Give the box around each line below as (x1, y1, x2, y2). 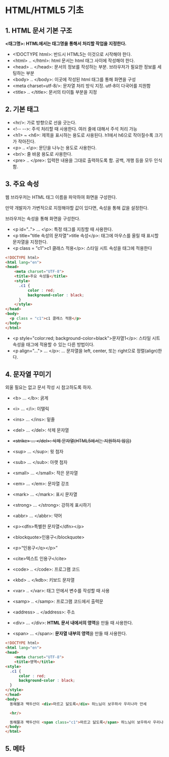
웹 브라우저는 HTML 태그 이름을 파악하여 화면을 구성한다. (5, 194, 117, 200)
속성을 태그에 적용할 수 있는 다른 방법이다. (12, 341, 95, 348)
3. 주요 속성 (5, 180, 39, 188)
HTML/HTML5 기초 (5, 5, 84, 16)
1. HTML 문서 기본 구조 (5, 26, 72, 35)
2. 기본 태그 (5, 105, 39, 114)
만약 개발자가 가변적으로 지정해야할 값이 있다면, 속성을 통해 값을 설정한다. (5, 204, 149, 211)
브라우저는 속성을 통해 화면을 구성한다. (5, 215, 80, 222)
